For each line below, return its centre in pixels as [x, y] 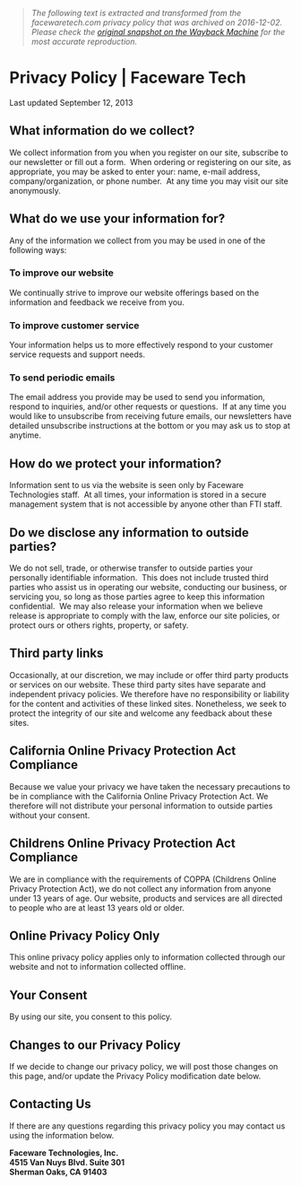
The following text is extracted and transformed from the [136, 13]
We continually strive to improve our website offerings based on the [134, 292]
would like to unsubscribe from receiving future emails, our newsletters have [150, 416]
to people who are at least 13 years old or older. [97, 907]
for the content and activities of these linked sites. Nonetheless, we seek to [148, 703]
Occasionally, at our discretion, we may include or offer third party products [149, 675]
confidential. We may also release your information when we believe [136, 606]
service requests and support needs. [77, 354]
